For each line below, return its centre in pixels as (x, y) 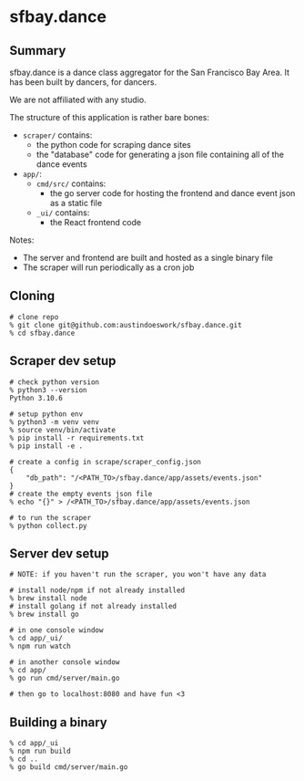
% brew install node (49, 599)
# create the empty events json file (81, 494)
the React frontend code (96, 222)
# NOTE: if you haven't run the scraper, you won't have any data (138, 575)
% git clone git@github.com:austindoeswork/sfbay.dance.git (126, 325)
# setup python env (46, 414)
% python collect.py (49, 526)
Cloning (32, 296)
